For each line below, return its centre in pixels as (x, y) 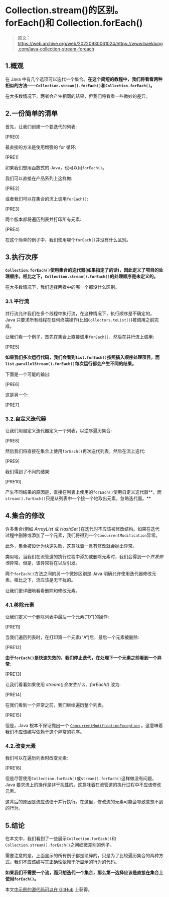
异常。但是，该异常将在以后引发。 (45, 563)
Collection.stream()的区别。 (64, 10)
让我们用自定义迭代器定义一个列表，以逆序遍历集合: (59, 430)
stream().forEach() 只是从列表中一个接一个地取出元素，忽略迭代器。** (78, 498)
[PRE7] (12, 405)
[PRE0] (13, 137)
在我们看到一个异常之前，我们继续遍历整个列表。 (56, 705)
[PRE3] (13, 209)
